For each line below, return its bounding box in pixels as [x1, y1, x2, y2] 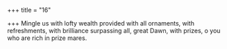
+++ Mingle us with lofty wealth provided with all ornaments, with [7, 19, 194, 27]
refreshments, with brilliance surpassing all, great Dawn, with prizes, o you [7, 27, 221, 35]
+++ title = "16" [7, 6, 51, 14]
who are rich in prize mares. [7, 34, 87, 42]
